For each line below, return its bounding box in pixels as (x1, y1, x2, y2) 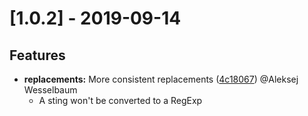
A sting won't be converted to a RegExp (38, 95, 203, 106)
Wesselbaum (23, 84, 78, 96)
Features (9, 47, 66, 64)
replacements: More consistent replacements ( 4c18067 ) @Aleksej (23, 73, 299, 85)
